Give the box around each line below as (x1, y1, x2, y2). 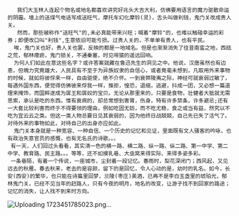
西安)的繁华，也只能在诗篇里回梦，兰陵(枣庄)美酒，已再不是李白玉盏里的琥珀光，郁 (16, 173, 228, 180)
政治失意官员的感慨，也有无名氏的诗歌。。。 (12, 135, 119, 142)
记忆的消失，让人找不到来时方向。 (7, 188, 93, 195)
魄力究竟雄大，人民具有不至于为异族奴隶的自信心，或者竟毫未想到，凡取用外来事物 (23, 67, 230, 74)
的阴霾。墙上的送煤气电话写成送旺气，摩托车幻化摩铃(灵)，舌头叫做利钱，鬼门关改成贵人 (7, 14, 232, 21)
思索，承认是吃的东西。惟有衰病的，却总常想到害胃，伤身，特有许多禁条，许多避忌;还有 (7, 97, 228, 104)
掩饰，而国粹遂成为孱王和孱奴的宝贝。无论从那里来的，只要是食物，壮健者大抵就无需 (17, 90, 230, 97)
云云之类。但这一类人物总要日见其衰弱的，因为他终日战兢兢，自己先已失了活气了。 (23, 112, 230, 119)
